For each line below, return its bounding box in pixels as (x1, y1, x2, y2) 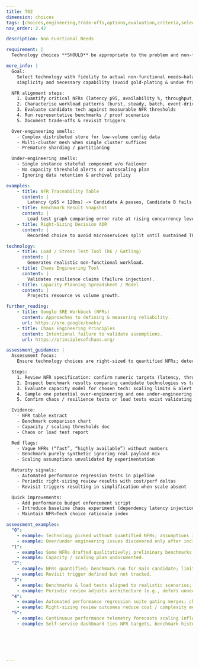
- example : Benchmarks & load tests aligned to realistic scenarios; (17, 582, 192, 588)
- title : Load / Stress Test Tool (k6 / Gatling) (17, 248, 142, 255)
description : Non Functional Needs (6, 36, 94, 42)
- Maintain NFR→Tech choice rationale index (17, 511, 129, 517)
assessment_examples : (6, 522, 60, 528)
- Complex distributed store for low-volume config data (17, 134, 161, 140)
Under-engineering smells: (11, 155, 78, 162)
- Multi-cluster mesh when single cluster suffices (17, 139, 147, 145)
